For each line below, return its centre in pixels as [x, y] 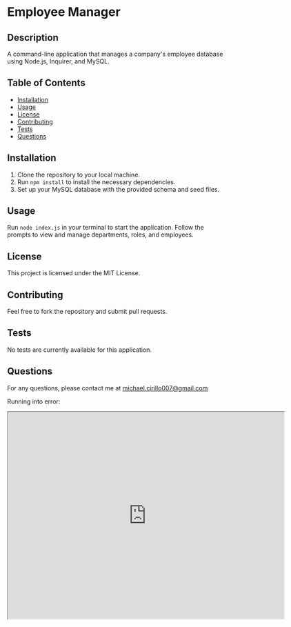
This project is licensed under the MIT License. [74, 273]
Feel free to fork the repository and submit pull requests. [87, 312]
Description [33, 38]
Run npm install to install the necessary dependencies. [96, 182]
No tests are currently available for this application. [80, 350]
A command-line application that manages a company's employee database [115, 54]
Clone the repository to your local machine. [78, 175]
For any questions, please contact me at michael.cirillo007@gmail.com [108, 388]
